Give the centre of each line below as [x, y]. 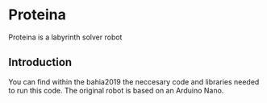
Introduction [40, 62]
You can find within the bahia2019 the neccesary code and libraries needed [134, 81]
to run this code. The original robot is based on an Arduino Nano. [116, 90]
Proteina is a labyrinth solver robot [65, 37]
